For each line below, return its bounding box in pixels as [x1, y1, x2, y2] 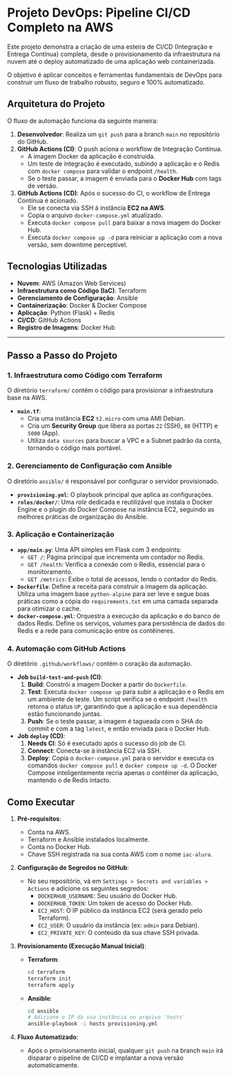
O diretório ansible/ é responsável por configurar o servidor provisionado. [7, 477, 219, 485]
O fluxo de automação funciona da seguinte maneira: [7, 116, 158, 125]
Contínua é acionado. [17, 196, 78, 204]
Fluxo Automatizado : [17, 1033, 79, 1041]
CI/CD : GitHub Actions [17, 315, 81, 324]
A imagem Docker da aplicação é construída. [27, 152, 155, 160]
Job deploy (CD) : [17, 732, 66, 740]
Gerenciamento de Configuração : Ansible [17, 293, 138, 302]
